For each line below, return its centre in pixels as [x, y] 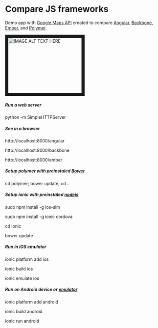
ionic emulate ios [22, 278]
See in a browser [23, 128]
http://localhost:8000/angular [35, 140]
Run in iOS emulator [26, 247]
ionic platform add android [32, 302]
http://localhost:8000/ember [34, 160]
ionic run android [22, 321]
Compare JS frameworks [57, 9]
